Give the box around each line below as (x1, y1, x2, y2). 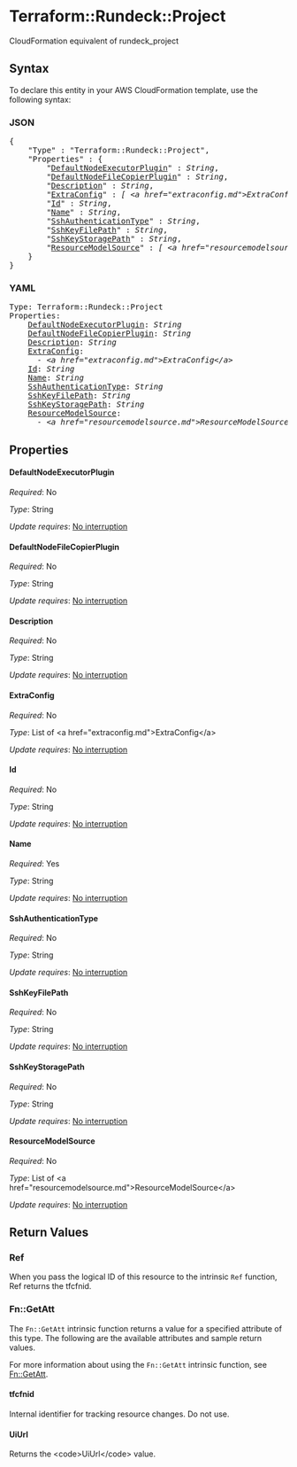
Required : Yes (9, 858, 60, 869)
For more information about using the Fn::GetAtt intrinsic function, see (9, 1359, 268, 1370)
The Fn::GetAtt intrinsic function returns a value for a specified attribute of (9, 1323, 283, 1334)
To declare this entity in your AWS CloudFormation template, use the (9, 84, 258, 95)
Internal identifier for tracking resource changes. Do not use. (9, 1409, 230, 1419)
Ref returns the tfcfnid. (9, 1281, 92, 1292)
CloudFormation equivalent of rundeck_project (9, 35, 179, 46)
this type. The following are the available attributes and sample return (9, 1332, 263, 1343)
